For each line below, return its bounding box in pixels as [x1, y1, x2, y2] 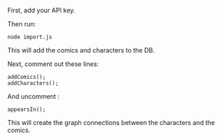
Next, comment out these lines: [7, 60, 100, 68]
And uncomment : [7, 92, 60, 100]
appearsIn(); [7, 106, 46, 113]
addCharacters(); [7, 80, 59, 87]
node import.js [7, 33, 53, 41]
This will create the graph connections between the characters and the [7, 119, 216, 126]
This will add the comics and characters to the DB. [7, 46, 155, 54]
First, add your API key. [7, 6, 76, 14]
